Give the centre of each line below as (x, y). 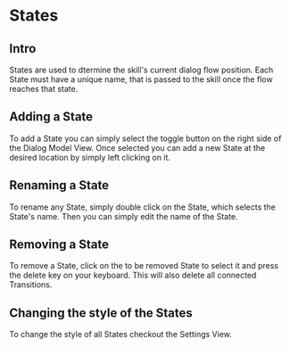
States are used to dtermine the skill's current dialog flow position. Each (141, 70)
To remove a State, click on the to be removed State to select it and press (144, 266)
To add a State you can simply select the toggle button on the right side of (145, 138)
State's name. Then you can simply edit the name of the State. (124, 216)
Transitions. (31, 285)
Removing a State (59, 245)
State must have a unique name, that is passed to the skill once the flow (141, 79)
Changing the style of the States (101, 313)
